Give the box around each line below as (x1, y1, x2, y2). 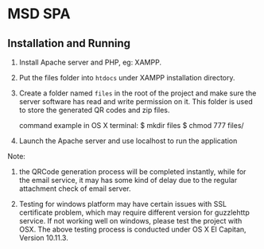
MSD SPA (7, 5, 71, 23)
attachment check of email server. (18, 184, 132, 193)
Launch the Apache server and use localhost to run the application (18, 136, 238, 146)
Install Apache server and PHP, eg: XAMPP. (18, 57, 162, 67)
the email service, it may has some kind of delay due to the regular (18, 176, 238, 185)
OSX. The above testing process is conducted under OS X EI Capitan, (18, 224, 247, 234)
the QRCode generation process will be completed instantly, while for (18, 167, 247, 176)
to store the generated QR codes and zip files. (18, 105, 170, 115)
